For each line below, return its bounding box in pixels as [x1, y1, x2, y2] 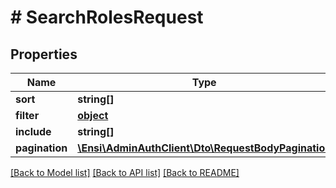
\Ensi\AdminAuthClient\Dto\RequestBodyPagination [77, 141, 332, 155]
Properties [10, 46, 78, 63]
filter [15, 109, 40, 122]
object [77, 109, 109, 122]
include [15, 125, 52, 138]
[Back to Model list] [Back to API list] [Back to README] [10, 167, 240, 178]
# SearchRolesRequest [10, 6, 204, 29]
